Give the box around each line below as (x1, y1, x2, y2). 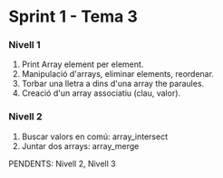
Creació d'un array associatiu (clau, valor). (21, 88, 181, 98)
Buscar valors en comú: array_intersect (21, 131, 169, 142)
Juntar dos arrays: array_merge (21, 140, 140, 151)
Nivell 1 (8, 39, 41, 52)
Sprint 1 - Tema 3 (8, 6, 138, 27)
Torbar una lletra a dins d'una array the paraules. (21, 79, 205, 89)
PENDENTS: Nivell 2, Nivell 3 (8, 158, 116, 169)
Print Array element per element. (21, 59, 144, 70)
